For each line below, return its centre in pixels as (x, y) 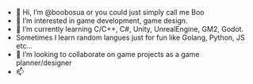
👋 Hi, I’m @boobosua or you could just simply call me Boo (110, 12)
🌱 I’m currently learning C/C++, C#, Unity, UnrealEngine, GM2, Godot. (130, 29)
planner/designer (44, 63)
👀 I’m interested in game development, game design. (102, 21)
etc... (24, 46)
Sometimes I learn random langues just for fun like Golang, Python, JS (130, 37)
